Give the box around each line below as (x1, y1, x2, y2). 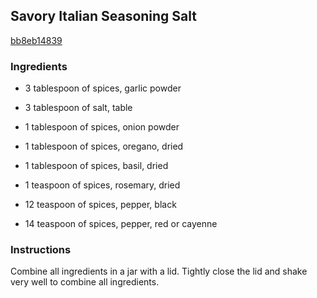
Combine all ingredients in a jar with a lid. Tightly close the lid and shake (10, 265, 308, 278)
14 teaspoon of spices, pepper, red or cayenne (24, 218, 218, 230)
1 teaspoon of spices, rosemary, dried (24, 179, 181, 191)
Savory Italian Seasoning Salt (10, 8, 197, 25)
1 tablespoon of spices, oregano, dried (24, 140, 184, 153)
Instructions (10, 243, 72, 257)
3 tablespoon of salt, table (24, 102, 133, 114)
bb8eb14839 (10, 34, 63, 46)
